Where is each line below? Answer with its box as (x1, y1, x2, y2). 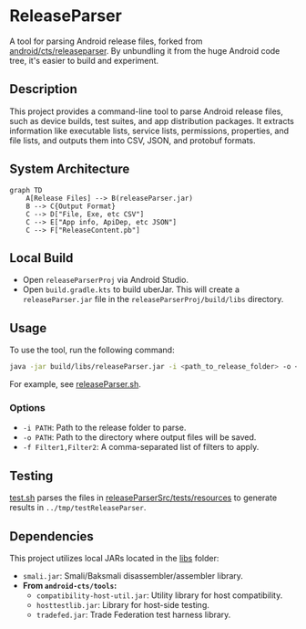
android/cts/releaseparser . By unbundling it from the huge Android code (9, 45, 280, 56)
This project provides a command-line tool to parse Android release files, (9, 106, 284, 117)
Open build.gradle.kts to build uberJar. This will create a (22, 284, 240, 295)
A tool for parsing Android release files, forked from (9, 36, 203, 47)
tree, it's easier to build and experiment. (9, 55, 159, 66)
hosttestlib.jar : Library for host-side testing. (36, 599, 209, 610)
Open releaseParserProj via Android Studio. (22, 275, 189, 286)
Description (9, 81, 77, 97)
